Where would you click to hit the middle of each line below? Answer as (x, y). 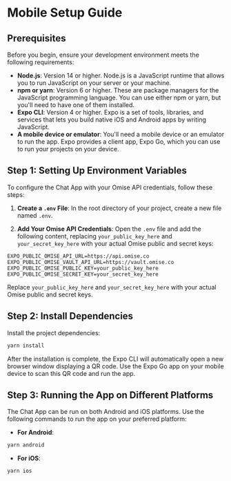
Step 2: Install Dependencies (70, 316)
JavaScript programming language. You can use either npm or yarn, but (119, 97)
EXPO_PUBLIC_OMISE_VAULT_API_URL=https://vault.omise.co (91, 262)
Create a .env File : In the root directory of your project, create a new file (119, 208)
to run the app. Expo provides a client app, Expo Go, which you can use (119, 142)
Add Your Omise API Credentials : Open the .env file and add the (109, 229)
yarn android (26, 445)
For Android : (35, 433)
